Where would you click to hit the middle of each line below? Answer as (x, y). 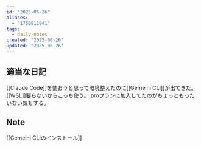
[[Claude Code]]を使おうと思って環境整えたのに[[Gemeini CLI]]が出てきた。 (101, 87)
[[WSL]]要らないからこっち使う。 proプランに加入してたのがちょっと (93, 95)
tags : (13, 29)
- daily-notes (30, 35)
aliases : (17, 18)
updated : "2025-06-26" (35, 46)
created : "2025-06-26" (35, 40)
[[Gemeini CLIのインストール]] (44, 138)
